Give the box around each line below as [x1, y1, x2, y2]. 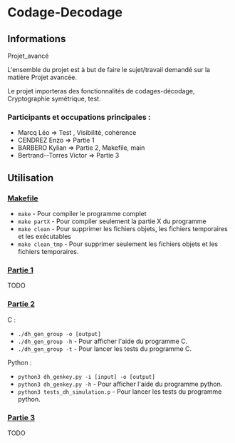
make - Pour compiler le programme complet [17, 209, 147, 218]
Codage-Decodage [7, 4, 123, 21]
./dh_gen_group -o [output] [17, 330, 101, 337]
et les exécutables [17, 232, 71, 240]
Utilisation [7, 172, 54, 184]
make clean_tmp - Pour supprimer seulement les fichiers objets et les [17, 240, 219, 248]
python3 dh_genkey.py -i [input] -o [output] [17, 373, 155, 380]
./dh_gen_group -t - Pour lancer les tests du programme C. [17, 344, 192, 353]
